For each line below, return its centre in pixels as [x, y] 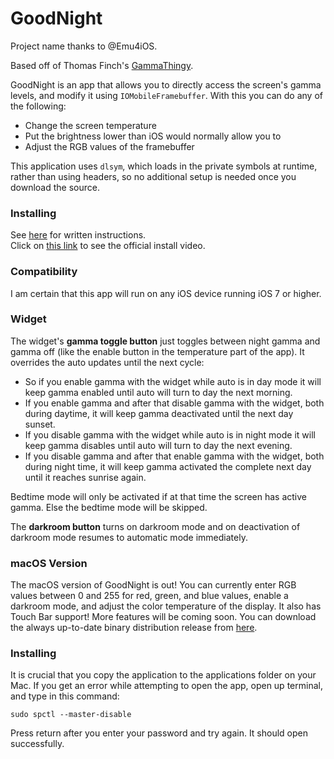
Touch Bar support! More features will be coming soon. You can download [163, 617]
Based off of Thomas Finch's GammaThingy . [102, 65]
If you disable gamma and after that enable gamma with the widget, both [174, 456]
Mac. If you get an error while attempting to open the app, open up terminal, [166, 686]
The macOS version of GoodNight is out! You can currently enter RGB [153, 585]
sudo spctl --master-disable [71, 715]
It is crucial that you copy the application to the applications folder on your [163, 675]
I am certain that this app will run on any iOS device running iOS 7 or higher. [166, 293]
